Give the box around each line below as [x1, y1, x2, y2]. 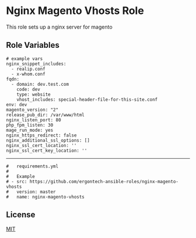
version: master [16, 188, 57, 195]
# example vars [6, 55, 43, 62]
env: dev [6, 101, 27, 107]
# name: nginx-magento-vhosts [6, 194, 85, 199]
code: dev [16, 86, 41, 92]
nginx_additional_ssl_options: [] [6, 137, 90, 143]
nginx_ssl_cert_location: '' [6, 142, 77, 148]
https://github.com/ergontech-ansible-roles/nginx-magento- [29, 178, 179, 184]
